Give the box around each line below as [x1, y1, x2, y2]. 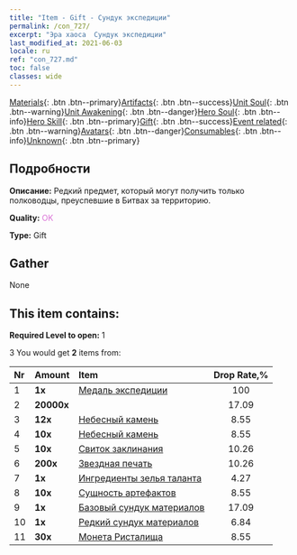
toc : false [9, 64, 50, 73]
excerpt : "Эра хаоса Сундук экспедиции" [9, 30, 167, 39]
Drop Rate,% [212, 369, 269, 382]
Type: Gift [9, 229, 47, 240]
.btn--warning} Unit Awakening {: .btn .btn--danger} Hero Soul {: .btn [9, 106, 257, 117]
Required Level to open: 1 [9, 330, 105, 341]
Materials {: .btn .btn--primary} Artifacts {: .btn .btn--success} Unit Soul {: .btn [9, 97, 290, 107]
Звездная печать [77, 458, 153, 470]
